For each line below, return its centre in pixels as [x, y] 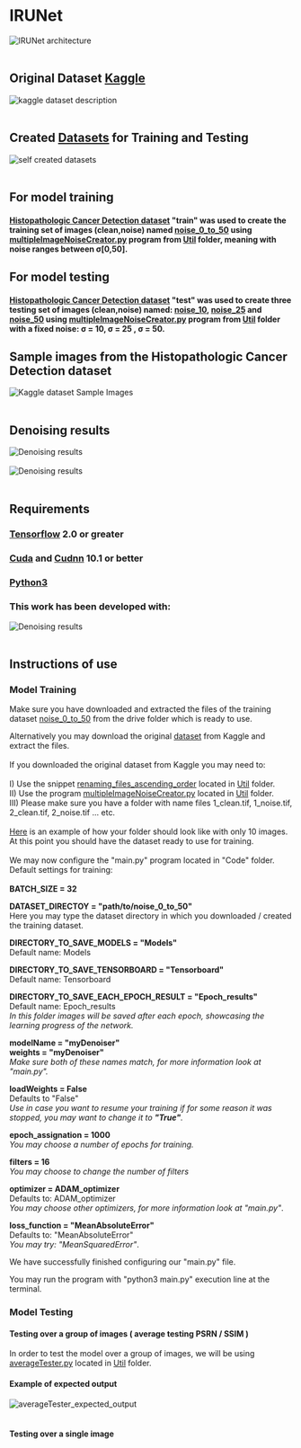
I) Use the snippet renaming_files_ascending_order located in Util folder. [142, 784]
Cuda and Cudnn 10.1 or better [76, 558]
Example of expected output [63, 1384]
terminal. [26, 1289]
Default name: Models [50, 953]
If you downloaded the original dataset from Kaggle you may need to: [137, 765]
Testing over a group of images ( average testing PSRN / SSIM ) [129, 1333]
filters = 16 [30, 1162]
